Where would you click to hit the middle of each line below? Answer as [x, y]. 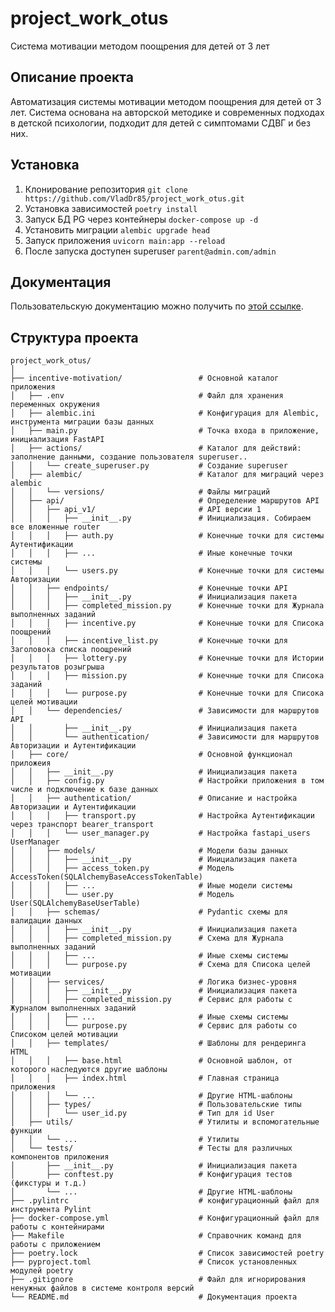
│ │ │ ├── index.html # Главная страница [145, 1078]
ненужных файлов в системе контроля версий [102, 1288]
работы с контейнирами [57, 1227]
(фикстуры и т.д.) [48, 1183]
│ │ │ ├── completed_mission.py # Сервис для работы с [151, 1000]
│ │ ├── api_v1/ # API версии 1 [136, 510]
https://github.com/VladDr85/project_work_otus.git [134, 198]
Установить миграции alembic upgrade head [117, 229]
